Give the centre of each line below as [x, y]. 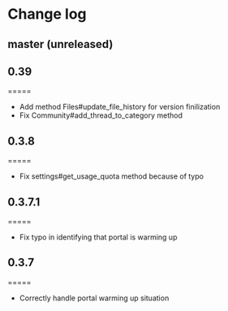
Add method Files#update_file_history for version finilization [120, 107]
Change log [47, 14]
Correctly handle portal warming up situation [94, 298]
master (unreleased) [60, 44]
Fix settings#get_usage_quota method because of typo [112, 176]
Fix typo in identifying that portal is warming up [98, 237]
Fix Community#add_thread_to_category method [101, 115]
